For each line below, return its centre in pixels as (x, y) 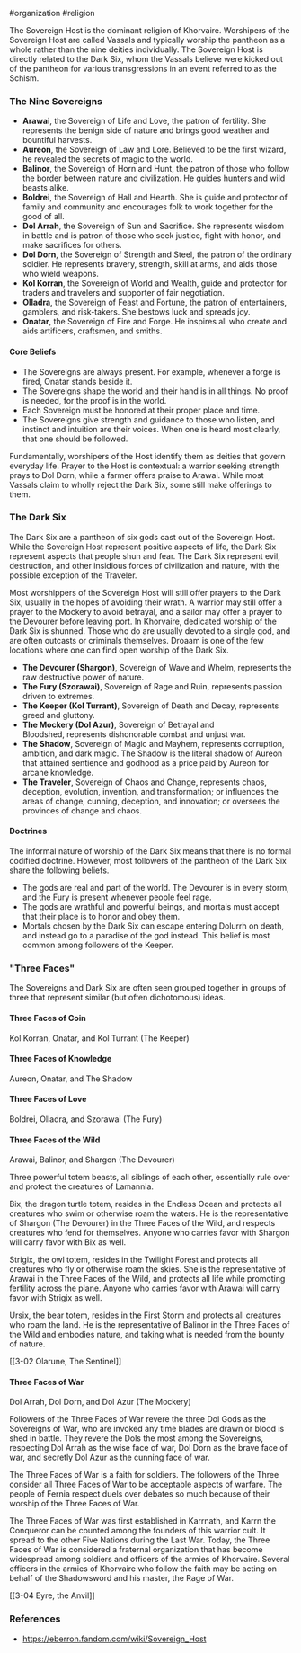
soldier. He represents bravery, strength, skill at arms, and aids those (150, 264)
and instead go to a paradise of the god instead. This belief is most (146, 935)
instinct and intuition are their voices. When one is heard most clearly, (151, 429)
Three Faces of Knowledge (61, 1059)
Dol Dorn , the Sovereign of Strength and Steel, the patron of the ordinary (157, 254)
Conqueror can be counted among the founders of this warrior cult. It (138, 1531)
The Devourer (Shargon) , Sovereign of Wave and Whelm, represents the (157, 667)
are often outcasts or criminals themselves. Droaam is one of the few (137, 640)
